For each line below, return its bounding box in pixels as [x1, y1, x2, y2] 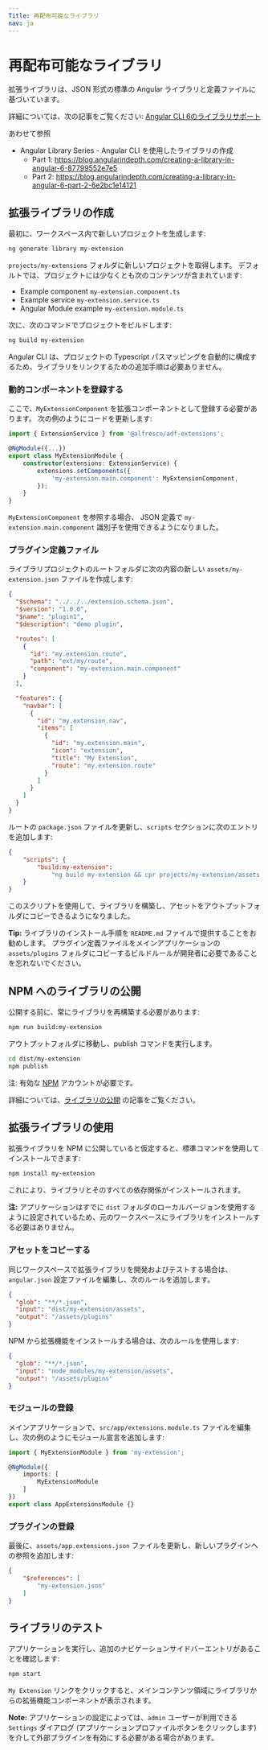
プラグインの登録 [8, 1521, 75, 1532]
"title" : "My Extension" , [51, 754, 138, 762]
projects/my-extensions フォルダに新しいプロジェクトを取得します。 [8, 261, 237, 270]
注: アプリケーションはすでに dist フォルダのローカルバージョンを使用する [8, 1202, 256, 1212]
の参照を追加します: [8, 1550, 75, 1561]
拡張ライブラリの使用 [8, 1121, 114, 1134]
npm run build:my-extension [8, 1023, 103, 1031]
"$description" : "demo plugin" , [15, 620, 124, 628]
